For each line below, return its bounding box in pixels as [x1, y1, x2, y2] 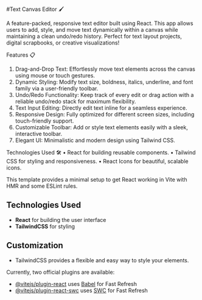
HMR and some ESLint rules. [6, 182, 78, 190]
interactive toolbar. [15, 130, 63, 137]
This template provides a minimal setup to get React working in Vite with [6, 176, 187, 183]
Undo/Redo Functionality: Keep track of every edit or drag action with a [15, 91, 194, 98]
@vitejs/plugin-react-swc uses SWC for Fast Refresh [15, 287, 148, 294]
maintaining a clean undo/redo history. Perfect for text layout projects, [6, 33, 183, 40]
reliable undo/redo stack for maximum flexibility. [15, 98, 136, 105]
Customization [6, 240, 64, 251]
